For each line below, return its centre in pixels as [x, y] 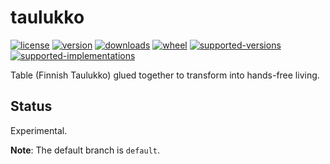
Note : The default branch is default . [85, 150]
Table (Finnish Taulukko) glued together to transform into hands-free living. [165, 75]
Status [31, 106]
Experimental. [39, 130]
